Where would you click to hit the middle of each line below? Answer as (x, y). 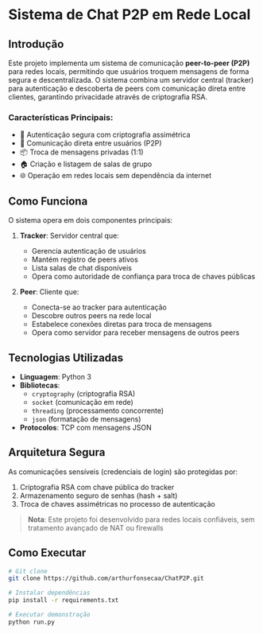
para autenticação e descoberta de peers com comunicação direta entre (127, 88)
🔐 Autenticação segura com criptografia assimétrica (105, 135)
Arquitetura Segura (57, 452)
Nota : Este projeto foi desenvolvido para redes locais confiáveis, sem (141, 519)
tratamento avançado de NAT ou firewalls (96, 527)
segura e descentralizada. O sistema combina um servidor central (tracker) (131, 80)
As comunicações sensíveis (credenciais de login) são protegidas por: (123, 472)
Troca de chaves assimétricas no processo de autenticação (118, 504)
